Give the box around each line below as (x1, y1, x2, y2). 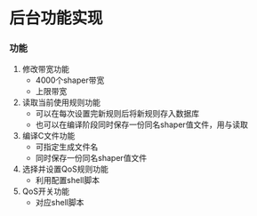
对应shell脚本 (35, 197, 84, 208)
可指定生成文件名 (35, 141, 99, 152)
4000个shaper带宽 (35, 75, 105, 85)
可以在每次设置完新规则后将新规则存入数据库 (35, 108, 200, 119)
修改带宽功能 (21, 64, 69, 75)
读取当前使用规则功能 (21, 97, 100, 108)
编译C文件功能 (21, 131, 76, 141)
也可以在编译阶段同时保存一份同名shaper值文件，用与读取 (35, 119, 249, 130)
